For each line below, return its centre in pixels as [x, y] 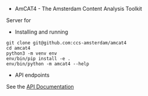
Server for [19, 20]
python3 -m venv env [32, 53]
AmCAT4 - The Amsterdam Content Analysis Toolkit [78, 9]
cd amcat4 [18, 48]
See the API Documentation [40, 87]
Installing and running [41, 32]
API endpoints [32, 75]
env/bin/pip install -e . [38, 59]
